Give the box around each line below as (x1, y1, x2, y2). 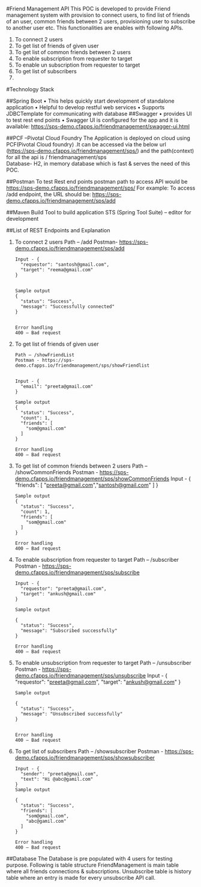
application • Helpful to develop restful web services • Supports (6, 104, 165, 110)
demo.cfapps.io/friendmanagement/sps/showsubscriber (14, 754, 155, 761)
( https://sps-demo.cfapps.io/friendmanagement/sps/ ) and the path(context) (6, 147, 194, 154)
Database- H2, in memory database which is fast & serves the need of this (6, 160, 190, 167)
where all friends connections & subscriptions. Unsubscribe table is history (6, 868, 192, 875)
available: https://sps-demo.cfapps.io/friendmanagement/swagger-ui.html (6, 123, 190, 130)
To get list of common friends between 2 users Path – (14, 462, 148, 469)
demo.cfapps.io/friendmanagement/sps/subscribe (14, 569, 140, 576)
